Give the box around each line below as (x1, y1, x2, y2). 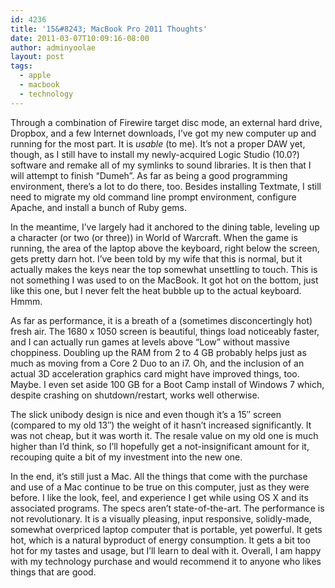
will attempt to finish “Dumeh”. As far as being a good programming (10, 169, 288, 181)
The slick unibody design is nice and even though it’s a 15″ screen (10, 408, 282, 420)
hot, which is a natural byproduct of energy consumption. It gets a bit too (10, 534, 311, 546)
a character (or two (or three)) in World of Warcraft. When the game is (10, 231, 298, 243)
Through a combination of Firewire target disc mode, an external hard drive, (10, 116, 323, 128)
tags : (10, 61, 33, 71)
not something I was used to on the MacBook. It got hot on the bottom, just (10, 274, 319, 286)
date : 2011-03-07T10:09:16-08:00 (10, 33, 150, 43)
